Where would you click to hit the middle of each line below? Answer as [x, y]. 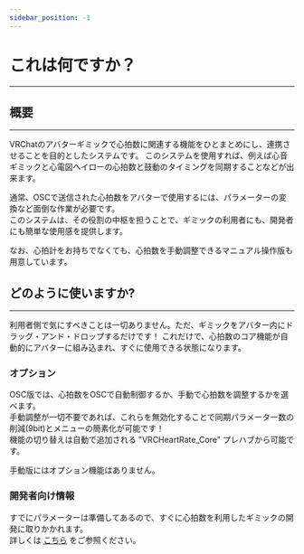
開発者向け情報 [42, 496]
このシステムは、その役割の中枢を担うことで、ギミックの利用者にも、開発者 [152, 220]
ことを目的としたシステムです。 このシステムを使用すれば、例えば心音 [156, 155]
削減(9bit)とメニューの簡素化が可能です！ [87, 428]
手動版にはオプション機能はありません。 [85, 470]
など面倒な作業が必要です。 [68, 209]
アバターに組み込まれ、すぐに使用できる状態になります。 [139, 348]
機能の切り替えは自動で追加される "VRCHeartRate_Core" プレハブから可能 [148, 440]
